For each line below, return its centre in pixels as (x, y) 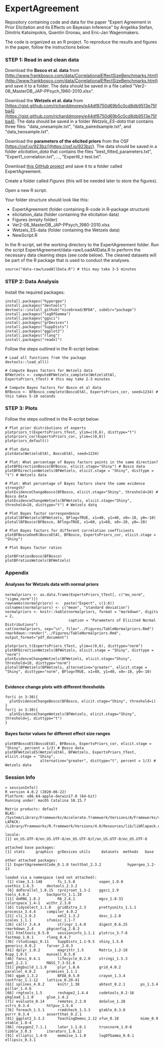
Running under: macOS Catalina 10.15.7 (46, 800)
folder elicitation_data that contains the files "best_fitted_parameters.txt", (79, 151)
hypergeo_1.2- (142, 865)
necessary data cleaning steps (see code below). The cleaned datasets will (81, 255)
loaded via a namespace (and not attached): (51, 877)
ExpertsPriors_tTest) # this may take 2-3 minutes (58, 379)
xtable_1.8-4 (18, 1023)
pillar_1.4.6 (18, 988)
